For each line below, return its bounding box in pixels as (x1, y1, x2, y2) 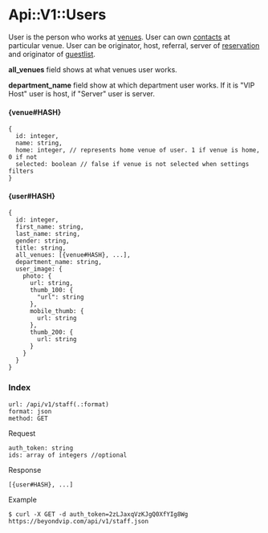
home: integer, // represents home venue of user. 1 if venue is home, (15, 146, 261, 154)
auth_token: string (8, 444, 74, 452)
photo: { (22, 272, 52, 280)
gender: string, (15, 237, 70, 246)
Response (8, 465, 42, 474)
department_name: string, (15, 258, 103, 266)
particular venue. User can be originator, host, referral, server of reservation (8, 40, 260, 50)
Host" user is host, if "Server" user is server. (8, 88, 155, 98)
